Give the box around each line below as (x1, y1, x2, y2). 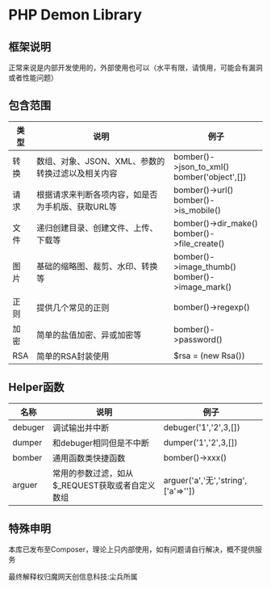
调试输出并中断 (52, 422, 110, 433)
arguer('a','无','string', (163, 474, 248, 486)
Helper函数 (8, 381, 65, 394)
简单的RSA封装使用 (35, 350, 110, 361)
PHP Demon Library (8, 6, 143, 24)
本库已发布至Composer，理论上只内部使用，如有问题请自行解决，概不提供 (8, 545, 256, 554)
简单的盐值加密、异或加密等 (35, 329, 142, 340)
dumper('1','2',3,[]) (163, 436, 238, 448)
